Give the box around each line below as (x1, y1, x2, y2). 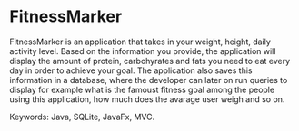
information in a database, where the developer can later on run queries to (9, 74, 288, 85)
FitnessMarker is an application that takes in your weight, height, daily (9, 36, 271, 47)
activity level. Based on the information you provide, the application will (9, 45, 276, 56)
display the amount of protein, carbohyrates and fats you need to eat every (9, 55, 291, 66)
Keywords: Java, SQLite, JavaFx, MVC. (9, 111, 155, 122)
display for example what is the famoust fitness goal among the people (9, 84, 275, 95)
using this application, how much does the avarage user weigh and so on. (9, 93, 285, 105)
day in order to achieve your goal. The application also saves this (9, 65, 253, 76)
